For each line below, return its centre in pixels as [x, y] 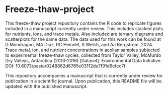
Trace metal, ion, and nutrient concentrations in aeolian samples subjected [82, 50]
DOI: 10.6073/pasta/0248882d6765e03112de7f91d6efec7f [65, 66]
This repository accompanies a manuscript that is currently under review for [84, 75]
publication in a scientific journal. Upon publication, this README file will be [83, 81]
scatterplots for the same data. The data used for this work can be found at [83, 39]
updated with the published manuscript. [47, 86]
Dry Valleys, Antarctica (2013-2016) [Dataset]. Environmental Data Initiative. [83, 60]
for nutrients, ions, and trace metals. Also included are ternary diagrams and [84, 34]
